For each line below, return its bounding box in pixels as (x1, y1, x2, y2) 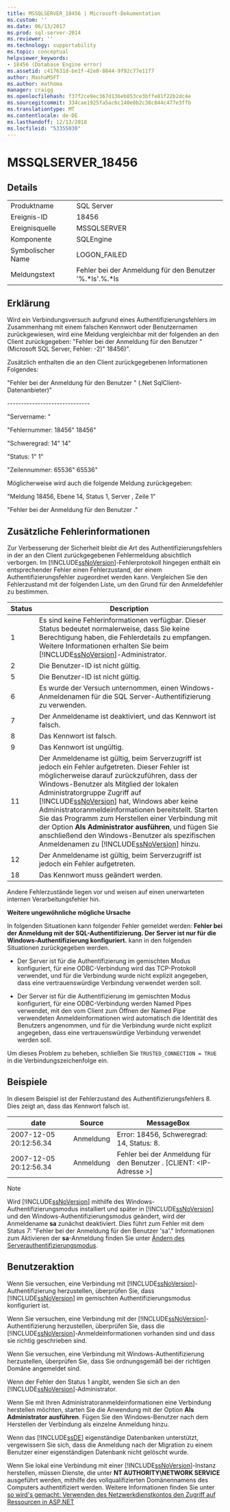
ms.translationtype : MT (7, 106, 75, 113)
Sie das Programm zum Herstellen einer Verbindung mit (38, 814, 218, 823)
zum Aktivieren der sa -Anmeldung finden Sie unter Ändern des (7, 1233, 185, 1242)
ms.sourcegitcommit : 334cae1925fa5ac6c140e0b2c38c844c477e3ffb (7, 100, 192, 106)
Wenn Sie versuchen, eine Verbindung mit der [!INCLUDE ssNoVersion (7, 1314, 204, 1323)
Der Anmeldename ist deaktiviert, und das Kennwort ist (38, 712, 216, 721)
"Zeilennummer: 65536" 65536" (7, 466, 98, 474)
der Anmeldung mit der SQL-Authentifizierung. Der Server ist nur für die (7, 929, 217, 937)
